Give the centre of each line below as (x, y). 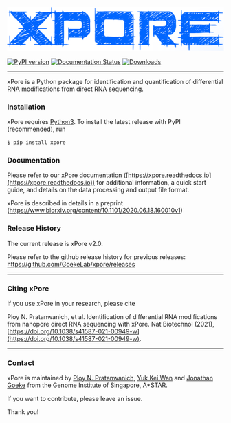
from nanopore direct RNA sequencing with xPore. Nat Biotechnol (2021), (111, 324)
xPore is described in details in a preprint (65, 203)
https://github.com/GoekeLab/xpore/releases (71, 264)
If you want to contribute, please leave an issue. (75, 399)
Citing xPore (28, 288)
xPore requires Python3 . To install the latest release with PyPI (94, 122)
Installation (26, 107)
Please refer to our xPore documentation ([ (68, 175)
